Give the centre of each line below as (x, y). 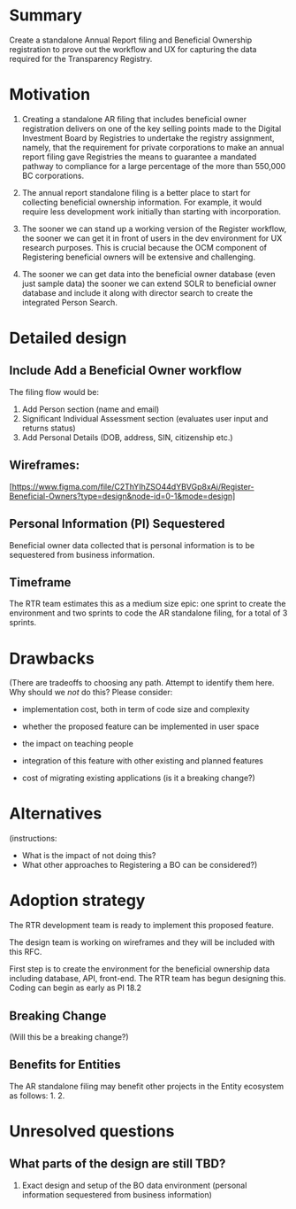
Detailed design (68, 338)
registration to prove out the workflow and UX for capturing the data (133, 49)
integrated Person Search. (69, 302)
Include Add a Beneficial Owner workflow (125, 371)
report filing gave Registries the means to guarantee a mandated (139, 157)
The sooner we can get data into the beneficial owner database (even (148, 274)
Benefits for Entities (65, 1065)
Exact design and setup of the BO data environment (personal (134, 1185)
